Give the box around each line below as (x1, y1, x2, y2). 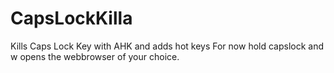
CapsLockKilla (10, 7, 133, 30)
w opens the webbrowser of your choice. (10, 50, 180, 62)
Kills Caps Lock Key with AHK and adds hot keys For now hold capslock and (10, 40, 325, 52)
